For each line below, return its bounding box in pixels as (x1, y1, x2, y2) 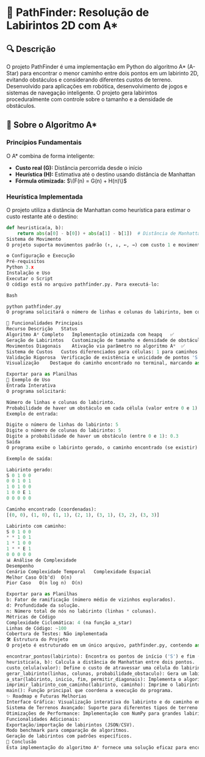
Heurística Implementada (6, 192, 84, 201)
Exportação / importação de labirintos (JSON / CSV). (6, 721, 135, 728)
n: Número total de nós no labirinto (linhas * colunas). (6, 608, 157, 614)
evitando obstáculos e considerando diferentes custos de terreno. (6, 76, 173, 83)
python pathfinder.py (6, 303, 62, 310)
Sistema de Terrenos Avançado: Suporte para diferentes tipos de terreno (6, 704, 198, 710)
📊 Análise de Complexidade (6, 557, 77, 563)
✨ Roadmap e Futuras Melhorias (6, 693, 87, 699)
